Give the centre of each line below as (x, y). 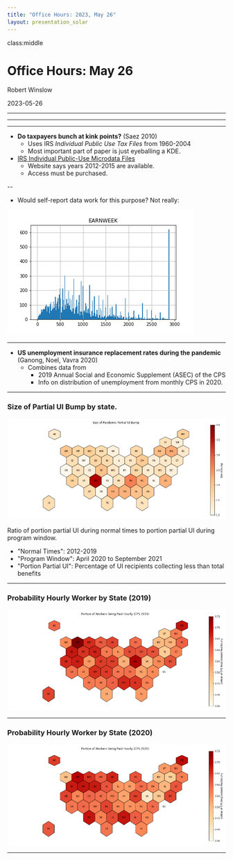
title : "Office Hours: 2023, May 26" (62, 15)
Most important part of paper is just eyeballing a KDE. (104, 151)
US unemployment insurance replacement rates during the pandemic (119, 353)
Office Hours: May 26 (70, 71)
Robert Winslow (30, 90)
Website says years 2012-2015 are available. (91, 166)
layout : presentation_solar (48, 22)
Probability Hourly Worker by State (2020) (80, 733)
